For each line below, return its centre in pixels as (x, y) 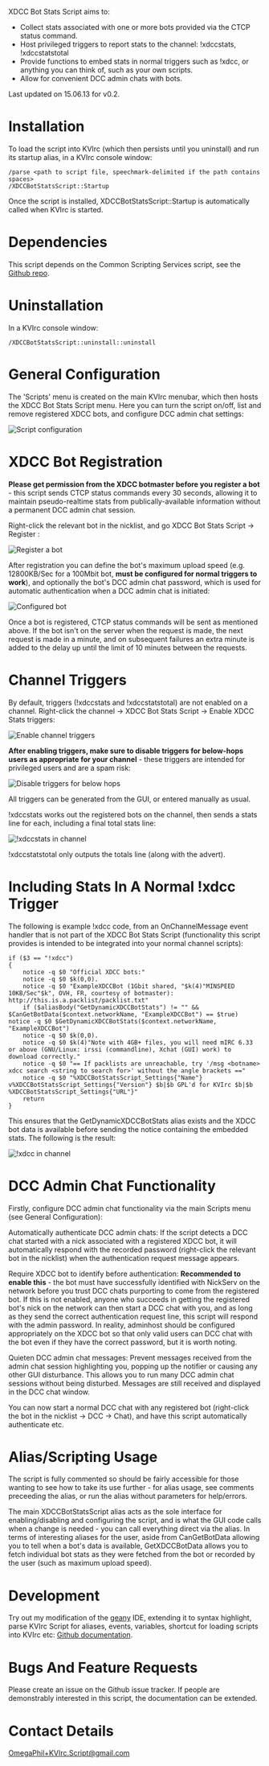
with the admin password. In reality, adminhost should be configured (122, 1325)
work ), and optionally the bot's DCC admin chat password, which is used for (135, 582)
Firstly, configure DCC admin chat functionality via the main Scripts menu (130, 1208)
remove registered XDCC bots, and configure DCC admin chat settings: (126, 414)
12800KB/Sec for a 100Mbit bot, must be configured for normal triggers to (133, 574)
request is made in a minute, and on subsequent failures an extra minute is (132, 639)
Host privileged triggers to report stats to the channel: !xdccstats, (128, 44)
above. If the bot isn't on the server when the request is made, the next (126, 630)
